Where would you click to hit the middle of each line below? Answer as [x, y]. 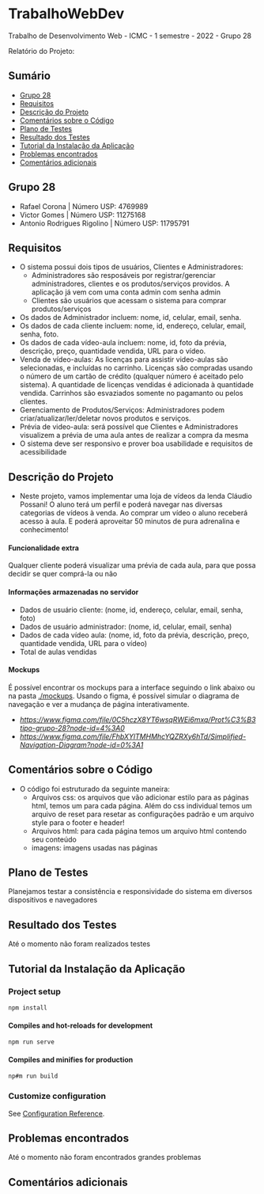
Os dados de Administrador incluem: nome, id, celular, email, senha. [130, 318]
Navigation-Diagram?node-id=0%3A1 [81, 744]
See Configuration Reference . [57, 1113]
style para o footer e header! [78, 822]
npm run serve [32, 1042]
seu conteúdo [54, 839]
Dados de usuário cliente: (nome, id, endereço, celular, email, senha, [131, 610]
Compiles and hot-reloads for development [81, 1025]
